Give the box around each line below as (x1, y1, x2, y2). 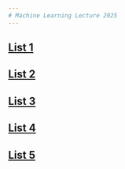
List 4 (8, 122, 37, 135)
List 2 (8, 68, 36, 81)
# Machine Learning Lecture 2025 (8, 11, 118, 20)
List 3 (8, 94, 36, 107)
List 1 (8, 41, 34, 54)
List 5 (8, 148, 36, 162)
